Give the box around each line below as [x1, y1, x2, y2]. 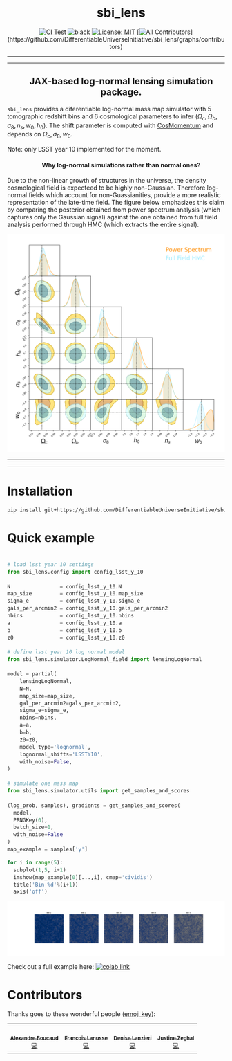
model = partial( [7, 671, 57, 678]
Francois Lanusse [64, 1035, 108, 1042]
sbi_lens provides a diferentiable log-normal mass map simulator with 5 [7, 105, 212, 113]
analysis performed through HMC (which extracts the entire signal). [7, 220, 200, 229]
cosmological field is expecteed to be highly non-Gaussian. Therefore [7, 183, 206, 192]
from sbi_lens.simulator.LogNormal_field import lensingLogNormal [7, 656, 202, 663]
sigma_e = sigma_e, [19, 707, 70, 714]
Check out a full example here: [7, 963, 95, 971]
